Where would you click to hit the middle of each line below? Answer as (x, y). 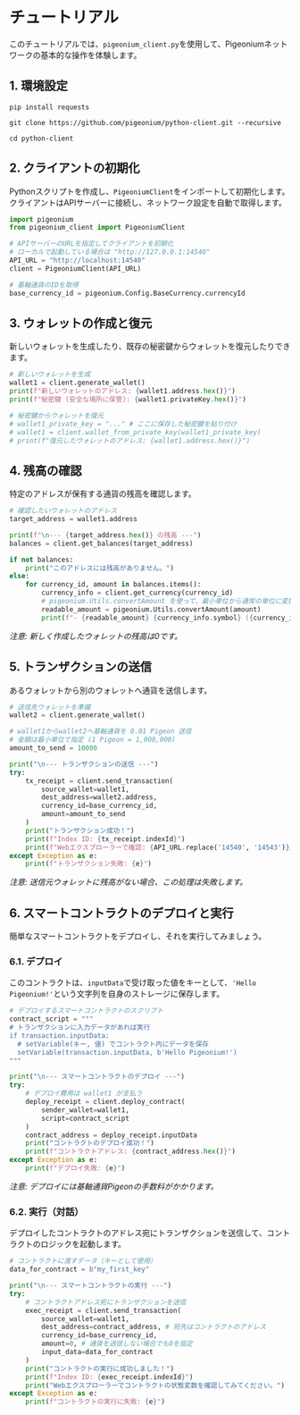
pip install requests (50, 107)
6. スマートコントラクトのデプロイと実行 (121, 913)
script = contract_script (85, 1118)
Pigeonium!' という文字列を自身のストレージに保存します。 (117, 994)
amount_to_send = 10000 (54, 748)
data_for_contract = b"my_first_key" (79, 1269)
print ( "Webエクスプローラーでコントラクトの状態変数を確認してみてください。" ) (155, 1386)
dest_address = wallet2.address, (100, 797)
